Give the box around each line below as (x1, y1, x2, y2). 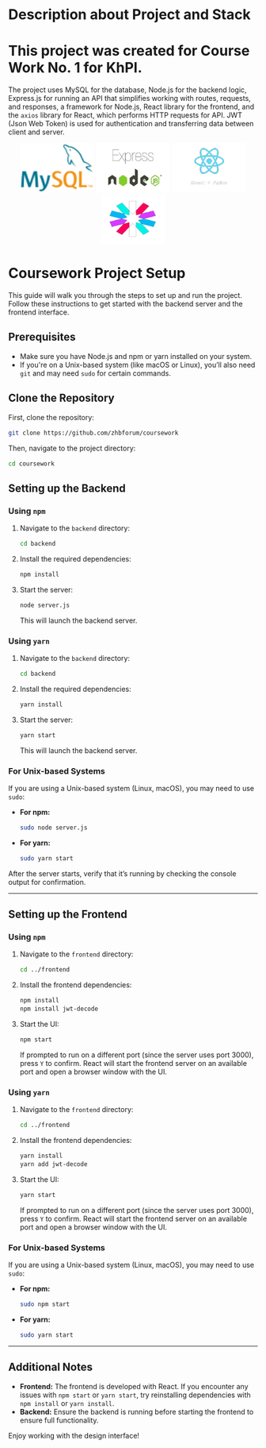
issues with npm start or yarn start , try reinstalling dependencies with (19, 1390, 251, 1400)
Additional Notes (8, 1361, 93, 1374)
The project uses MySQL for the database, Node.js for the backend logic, (8, 85, 247, 95)
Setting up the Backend (8, 481, 126, 495)
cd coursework (8, 459, 55, 468)
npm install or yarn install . (19, 1398, 115, 1407)
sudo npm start (19, 1300, 70, 1308)
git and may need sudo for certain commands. (19, 368, 172, 378)
